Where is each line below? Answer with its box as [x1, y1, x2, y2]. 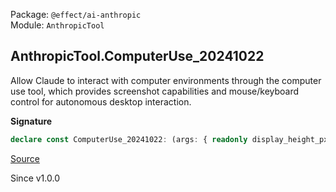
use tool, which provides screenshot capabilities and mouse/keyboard [10, 85, 300, 97]
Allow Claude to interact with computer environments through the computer [10, 74, 322, 86]
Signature [10, 115, 53, 127]
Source [10, 152, 40, 164]
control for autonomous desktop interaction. [10, 95, 192, 108]
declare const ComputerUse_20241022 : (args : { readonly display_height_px [10, 134, 329, 144]
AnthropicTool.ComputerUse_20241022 [10, 48, 265, 65]
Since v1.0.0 [10, 172, 60, 184]
